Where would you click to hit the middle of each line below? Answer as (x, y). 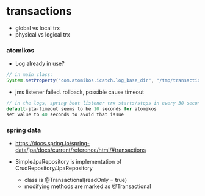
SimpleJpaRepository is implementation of (68, 161)
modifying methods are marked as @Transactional (88, 186)
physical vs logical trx (42, 34)
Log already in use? (40, 64)
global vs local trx (38, 28)
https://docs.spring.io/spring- (52, 143)
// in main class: (30, 75)
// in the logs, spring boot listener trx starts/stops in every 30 (95, 103)
